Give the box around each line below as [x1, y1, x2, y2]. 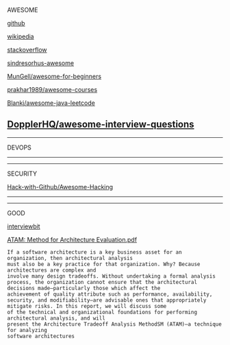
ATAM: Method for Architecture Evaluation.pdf [7, 235, 138, 243]
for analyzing [7, 326, 48, 333]
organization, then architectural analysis [7, 254, 133, 261]
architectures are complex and [7, 267, 97, 274]
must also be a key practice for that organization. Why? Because [7, 261, 201, 267]
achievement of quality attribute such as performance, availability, [7, 291, 213, 298]
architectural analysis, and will [7, 315, 106, 322]
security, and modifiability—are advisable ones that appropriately [7, 296, 207, 304]
